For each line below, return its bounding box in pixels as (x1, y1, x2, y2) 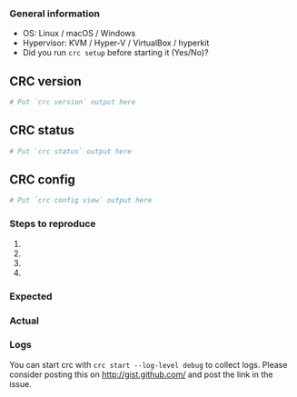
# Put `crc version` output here (9, 98, 136, 107)
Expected (9, 290, 53, 303)
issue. (9, 378, 32, 389)
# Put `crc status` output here (9, 146, 132, 156)
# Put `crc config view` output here (9, 196, 153, 205)
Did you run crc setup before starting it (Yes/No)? (22, 47, 209, 58)
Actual (9, 314, 39, 327)
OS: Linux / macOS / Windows (22, 28, 136, 39)
